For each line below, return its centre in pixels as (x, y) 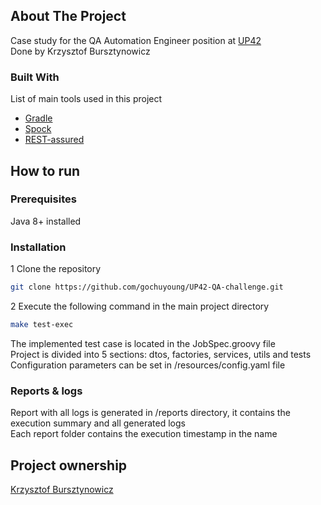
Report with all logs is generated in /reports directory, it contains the (150, 413)
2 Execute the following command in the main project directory (140, 306)
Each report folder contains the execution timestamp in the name (144, 434)
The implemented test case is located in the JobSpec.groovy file (143, 343)
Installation (38, 247)
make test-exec (42, 324)
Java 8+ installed (46, 221)
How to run (45, 170)
